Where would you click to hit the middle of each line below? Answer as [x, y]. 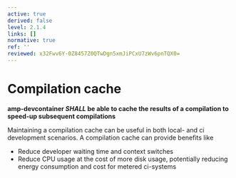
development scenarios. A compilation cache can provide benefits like [111, 137]
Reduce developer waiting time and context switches [96, 151]
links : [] [22, 34]
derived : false [30, 21]
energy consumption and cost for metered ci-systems [97, 166]
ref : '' [19, 47]
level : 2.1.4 [27, 27]
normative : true [31, 41]
